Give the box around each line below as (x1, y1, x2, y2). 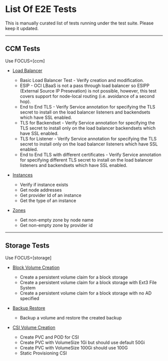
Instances (12, 171, 33, 178)
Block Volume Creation (12, 264, 60, 270)
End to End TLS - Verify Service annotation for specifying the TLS (19, 103, 155, 109)
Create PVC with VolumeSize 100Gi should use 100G (19, 344, 128, 350)
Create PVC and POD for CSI (19, 334, 79, 340)
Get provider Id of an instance (19, 192, 81, 198)
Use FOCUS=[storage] (5, 254, 51, 260)
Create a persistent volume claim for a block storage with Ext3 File (19, 279, 157, 285)
